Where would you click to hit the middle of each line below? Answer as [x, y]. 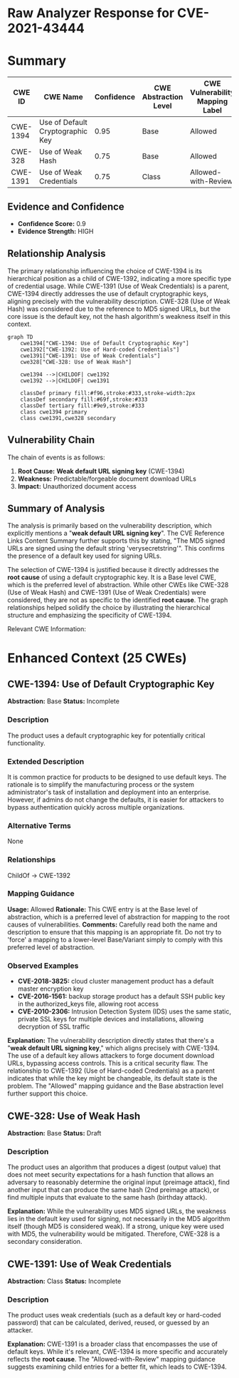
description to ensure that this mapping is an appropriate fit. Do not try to [115, 932]
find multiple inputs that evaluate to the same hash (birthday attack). [107, 1198]
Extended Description [46, 761]
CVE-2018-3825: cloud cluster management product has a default [116, 981]
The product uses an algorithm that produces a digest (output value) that [114, 1167]
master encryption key [51, 989]
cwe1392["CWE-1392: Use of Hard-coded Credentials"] [100, 349]
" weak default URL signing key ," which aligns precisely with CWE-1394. [113, 1048]
